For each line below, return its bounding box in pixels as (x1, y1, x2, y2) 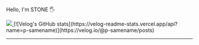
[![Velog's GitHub (13, 21, 56, 27)
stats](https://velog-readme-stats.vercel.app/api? (56, 21, 178, 27)
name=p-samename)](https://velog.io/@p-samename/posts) (6, 27, 155, 34)
